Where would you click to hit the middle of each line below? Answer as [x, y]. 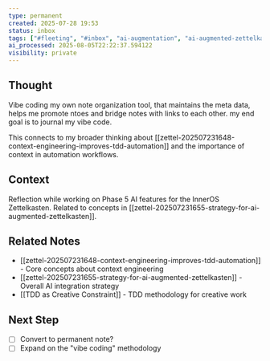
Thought [31, 85]
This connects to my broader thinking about [81, 137]
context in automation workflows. [63, 154]
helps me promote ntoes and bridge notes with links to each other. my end [131, 113]
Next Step [34, 320]
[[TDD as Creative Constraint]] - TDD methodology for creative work [133, 294]
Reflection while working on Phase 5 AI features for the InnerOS [114, 199]
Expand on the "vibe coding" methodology [90, 348]
